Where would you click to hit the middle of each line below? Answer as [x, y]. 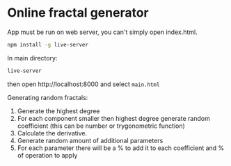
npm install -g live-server [48, 44]
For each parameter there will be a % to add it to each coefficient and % [121, 148]
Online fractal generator [78, 13]
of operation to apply [47, 155]
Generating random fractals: [48, 97]
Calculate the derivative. [52, 133]
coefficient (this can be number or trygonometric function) [101, 126]
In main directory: [32, 58]
